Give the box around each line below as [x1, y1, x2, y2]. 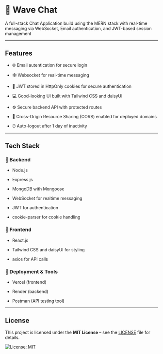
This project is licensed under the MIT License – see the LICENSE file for [5, 329, 150, 335]
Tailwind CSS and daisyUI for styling [12, 246, 85, 252]
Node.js [12, 167, 28, 173]
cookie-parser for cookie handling [12, 214, 81, 220]
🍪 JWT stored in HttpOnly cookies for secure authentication [12, 83, 132, 89]
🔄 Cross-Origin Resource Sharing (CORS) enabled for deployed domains [12, 113, 157, 119]
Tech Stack [5, 142, 40, 150]
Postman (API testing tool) [12, 298, 65, 304]
